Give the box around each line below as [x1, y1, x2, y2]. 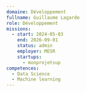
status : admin [17, 43, 53, 49]
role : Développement [6, 20, 59, 26]
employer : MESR [17, 48, 56, 54]
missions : [6, 25, 31, 32]
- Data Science [12, 71, 50, 77]
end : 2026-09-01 [17, 37, 59, 43]
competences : [6, 65, 39, 71]
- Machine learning [12, 76, 61, 82]
